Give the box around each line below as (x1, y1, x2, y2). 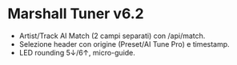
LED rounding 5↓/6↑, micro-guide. (18, 48, 135, 57)
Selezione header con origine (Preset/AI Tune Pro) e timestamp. (18, 39, 230, 48)
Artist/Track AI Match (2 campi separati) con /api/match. (18, 31, 206, 40)
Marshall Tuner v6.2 (7, 5, 145, 23)
